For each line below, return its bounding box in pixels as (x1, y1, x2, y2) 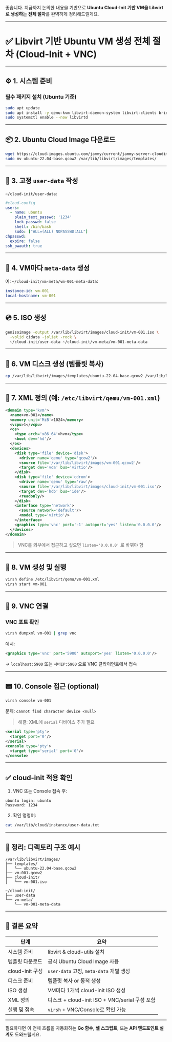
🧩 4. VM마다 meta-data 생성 (5, 263, 90, 272)
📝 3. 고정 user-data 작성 (5, 177, 78, 185)
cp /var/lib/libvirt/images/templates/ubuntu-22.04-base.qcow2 (5, 374, 143, 379)
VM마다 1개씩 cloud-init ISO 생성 (48, 987, 126, 994)
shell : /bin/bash (14, 224, 52, 229)
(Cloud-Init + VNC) (15, 48, 97, 60)
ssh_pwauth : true (5, 243, 42, 248)
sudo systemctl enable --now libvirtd (5, 115, 88, 120)
